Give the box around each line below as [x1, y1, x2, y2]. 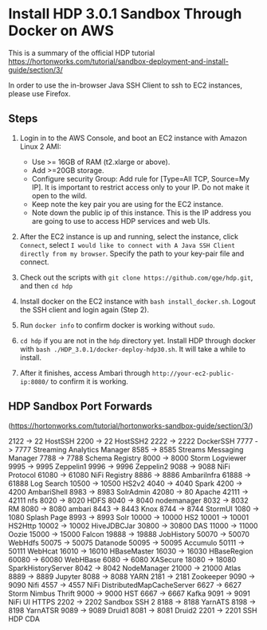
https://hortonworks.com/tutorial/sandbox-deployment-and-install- [8, 57, 230, 66]
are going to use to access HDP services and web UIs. [31, 216, 211, 225]
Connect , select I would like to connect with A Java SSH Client [19, 240, 235, 249]
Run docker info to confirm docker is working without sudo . [19, 320, 215, 330]
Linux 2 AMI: [19, 141, 61, 151]
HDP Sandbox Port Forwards [8, 400, 153, 413]
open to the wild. [31, 190, 88, 200]
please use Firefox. [8, 88, 71, 98]
